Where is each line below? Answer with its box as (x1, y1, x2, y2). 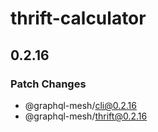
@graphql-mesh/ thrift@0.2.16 (24, 110, 148, 122)
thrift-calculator (10, 7, 147, 30)
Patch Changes (10, 77, 87, 91)
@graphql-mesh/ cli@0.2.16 (24, 99, 137, 111)
